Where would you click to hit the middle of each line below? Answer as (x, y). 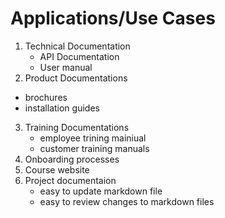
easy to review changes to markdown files (127, 201)
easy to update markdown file (101, 191)
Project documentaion (70, 180)
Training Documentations (77, 127)
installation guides (62, 108)
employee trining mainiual (93, 138)
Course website (57, 169)
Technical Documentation (77, 46)
